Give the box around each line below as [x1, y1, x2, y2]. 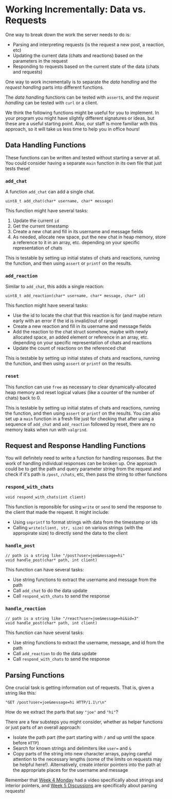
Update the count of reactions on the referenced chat [12, 345, 126, 351]
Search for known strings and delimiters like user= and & [12, 745, 132, 751]
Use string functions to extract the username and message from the [12, 577, 157, 583]
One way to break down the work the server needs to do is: [5, 31, 131, 38]
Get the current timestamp [12, 223, 69, 229]
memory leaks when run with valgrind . [5, 426, 88, 433]
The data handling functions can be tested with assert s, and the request [5, 94, 159, 100]
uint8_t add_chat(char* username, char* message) [5, 199, 114, 204]
